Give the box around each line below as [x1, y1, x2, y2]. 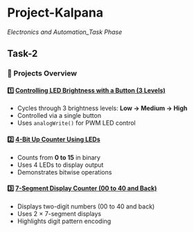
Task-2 [7, 48, 38, 60]
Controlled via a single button [17, 111, 102, 120]
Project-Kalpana [7, 5, 104, 21]
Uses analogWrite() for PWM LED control [17, 119, 136, 127]
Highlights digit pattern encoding [17, 217, 112, 225]
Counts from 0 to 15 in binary [17, 153, 100, 161]
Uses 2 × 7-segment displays [17, 209, 102, 217]
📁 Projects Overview [7, 69, 78, 78]
